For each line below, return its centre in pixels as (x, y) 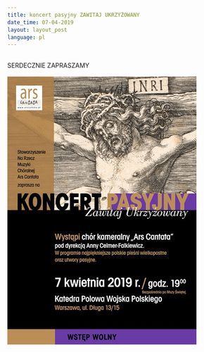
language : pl (26, 37)
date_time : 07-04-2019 (40, 22)
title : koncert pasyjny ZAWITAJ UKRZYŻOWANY (74, 15)
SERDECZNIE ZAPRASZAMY (49, 65)
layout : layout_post (38, 30)
